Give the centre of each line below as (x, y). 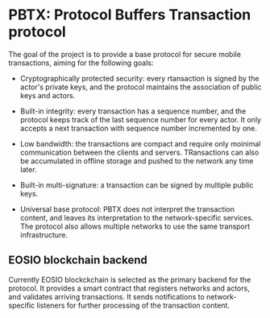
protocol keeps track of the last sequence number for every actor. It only (141, 119)
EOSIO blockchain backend (78, 260)
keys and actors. (48, 95)
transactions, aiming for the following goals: (81, 63)
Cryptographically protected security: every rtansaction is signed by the (139, 78)
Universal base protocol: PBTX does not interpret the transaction (127, 209)
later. (29, 169)
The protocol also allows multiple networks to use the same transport (135, 226)
